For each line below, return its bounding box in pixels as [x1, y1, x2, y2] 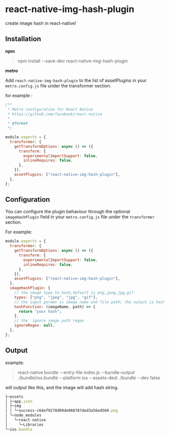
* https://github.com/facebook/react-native [7, 112, 102, 117]
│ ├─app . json [5, 399, 33, 404]
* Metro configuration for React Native [7, 107, 94, 112]
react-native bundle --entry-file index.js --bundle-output [17, 369, 135, 375]
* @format [7, 121, 28, 126]
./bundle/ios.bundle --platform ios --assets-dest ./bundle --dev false [17, 375, 160, 381]
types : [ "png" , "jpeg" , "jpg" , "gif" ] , [14, 295, 98, 300]
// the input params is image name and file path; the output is [14, 299, 154, 305]
